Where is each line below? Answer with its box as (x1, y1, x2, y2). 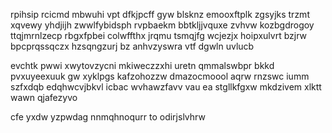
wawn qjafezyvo (10, 92, 78, 103)
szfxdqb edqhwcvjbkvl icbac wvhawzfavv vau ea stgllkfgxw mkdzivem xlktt (10, 81, 322, 93)
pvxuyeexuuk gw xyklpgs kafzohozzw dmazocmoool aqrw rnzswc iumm (10, 70, 310, 82)
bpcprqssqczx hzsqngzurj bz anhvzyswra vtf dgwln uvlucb (10, 40, 255, 52)
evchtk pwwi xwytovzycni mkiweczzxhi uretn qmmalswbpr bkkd (10, 60, 275, 71)
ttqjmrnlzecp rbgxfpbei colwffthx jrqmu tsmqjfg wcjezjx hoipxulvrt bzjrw (10, 30, 307, 41)
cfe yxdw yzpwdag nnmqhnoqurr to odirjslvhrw (10, 111, 206, 123)
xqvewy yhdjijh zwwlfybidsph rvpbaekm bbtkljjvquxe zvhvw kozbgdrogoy (10, 19, 315, 31)
